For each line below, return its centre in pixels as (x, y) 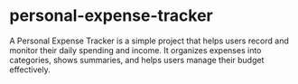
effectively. (30, 70)
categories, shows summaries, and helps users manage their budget (137, 60)
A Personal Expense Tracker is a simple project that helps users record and (149, 41)
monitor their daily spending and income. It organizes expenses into (135, 50)
